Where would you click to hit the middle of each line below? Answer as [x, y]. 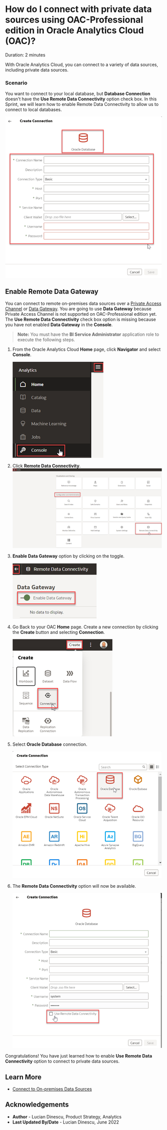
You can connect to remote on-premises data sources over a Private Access [83, 304]
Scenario [16, 82]
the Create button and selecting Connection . [59, 632]
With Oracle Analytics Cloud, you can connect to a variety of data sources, [82, 64]
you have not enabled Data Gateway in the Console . [59, 325]
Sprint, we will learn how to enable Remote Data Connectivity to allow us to [82, 104]
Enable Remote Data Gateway [52, 291]
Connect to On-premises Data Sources [52, 1089]
